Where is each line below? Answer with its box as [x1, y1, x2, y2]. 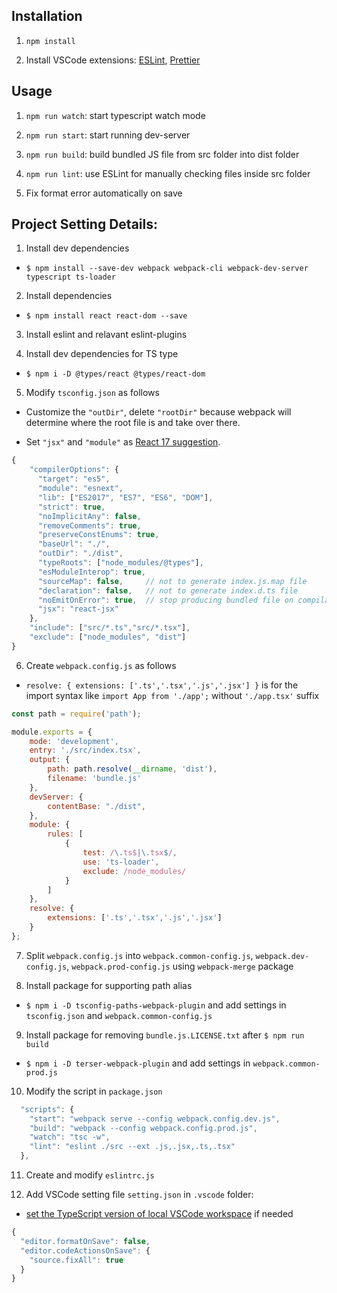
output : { [29, 755, 71, 765]
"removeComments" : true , [37, 520, 142, 531]
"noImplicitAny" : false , [37, 511, 142, 521]
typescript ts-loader [25, 272, 116, 283]
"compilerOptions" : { [29, 465, 119, 475]
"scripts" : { [20, 1104, 75, 1114]
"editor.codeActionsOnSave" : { [20, 1245, 151, 1256]
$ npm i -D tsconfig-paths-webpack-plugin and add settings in [25, 999, 287, 1011]
